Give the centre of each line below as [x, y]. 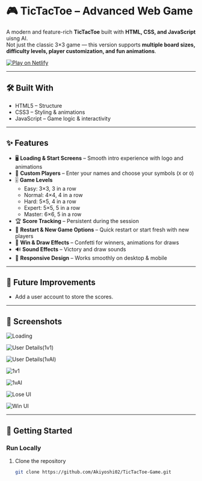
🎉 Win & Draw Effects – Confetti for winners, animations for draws [97, 242]
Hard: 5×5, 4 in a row [50, 201]
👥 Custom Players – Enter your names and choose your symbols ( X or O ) [104, 173]
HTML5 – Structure [38, 105]
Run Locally [24, 448]
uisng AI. [17, 38]
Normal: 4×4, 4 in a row [53, 195]
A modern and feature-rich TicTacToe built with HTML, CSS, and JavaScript [101, 32]
